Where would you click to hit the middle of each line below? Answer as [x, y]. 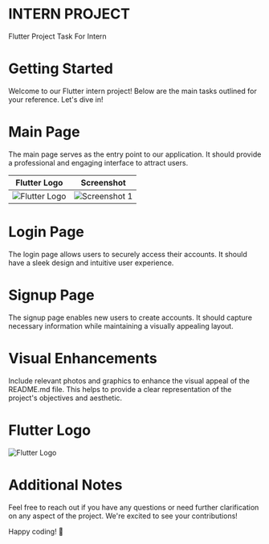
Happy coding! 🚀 [36, 531]
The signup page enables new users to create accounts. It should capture [130, 317]
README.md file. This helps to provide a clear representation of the [120, 389]
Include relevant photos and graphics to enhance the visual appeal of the [129, 380]
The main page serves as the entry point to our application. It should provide [135, 154]
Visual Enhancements [83, 358]
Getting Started [61, 69]
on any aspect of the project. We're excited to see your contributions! [123, 516]
